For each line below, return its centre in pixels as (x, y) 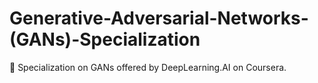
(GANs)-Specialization (105, 39)
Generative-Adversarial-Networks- (159, 18)
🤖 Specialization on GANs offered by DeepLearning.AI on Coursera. (148, 67)
